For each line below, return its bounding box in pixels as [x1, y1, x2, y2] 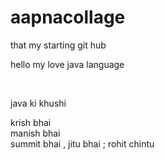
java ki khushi [10, 97, 67, 109]
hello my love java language [10, 58, 125, 70]
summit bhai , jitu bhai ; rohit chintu [10, 137, 155, 150]
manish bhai [10, 127, 61, 139]
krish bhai [10, 116, 52, 128]
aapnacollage [10, 6, 126, 29]
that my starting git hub [10, 39, 107, 51]
